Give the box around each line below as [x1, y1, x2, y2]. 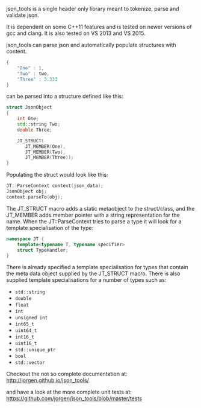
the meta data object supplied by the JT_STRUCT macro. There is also [6, 270, 181, 277]
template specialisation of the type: [6, 224, 94, 231]
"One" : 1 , [17, 65, 45, 71]
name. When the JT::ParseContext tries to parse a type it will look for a [6, 217, 182, 225]
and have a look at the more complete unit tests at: [6, 389, 132, 396]
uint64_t [14, 328, 37, 334]
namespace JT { [6, 235, 45, 242]
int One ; [17, 116, 39, 122]
